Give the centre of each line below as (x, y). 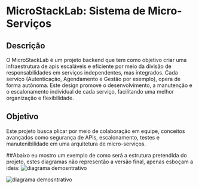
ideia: (13, 168)
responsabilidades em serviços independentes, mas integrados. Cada (92, 72)
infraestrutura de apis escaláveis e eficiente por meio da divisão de (89, 66)
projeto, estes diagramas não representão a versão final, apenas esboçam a (100, 162)
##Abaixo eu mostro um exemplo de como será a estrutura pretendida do (97, 155)
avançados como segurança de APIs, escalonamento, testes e (83, 137)
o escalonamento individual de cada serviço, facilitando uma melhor (90, 92)
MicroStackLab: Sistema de (76, 11)
